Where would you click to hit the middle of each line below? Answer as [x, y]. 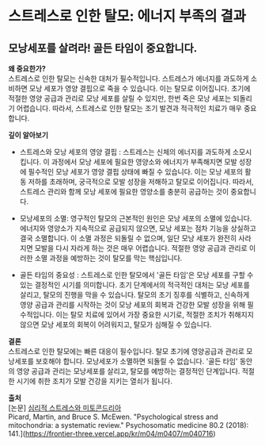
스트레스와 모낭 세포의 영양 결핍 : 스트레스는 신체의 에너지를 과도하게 [125, 152]
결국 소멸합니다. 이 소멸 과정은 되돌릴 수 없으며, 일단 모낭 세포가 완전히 [128, 238]
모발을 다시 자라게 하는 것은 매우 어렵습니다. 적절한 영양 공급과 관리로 [141, 248]
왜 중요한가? [27, 69]
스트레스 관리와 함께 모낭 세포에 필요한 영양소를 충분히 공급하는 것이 [124, 192]
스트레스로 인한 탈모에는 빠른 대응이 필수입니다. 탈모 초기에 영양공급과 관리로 [127, 351]
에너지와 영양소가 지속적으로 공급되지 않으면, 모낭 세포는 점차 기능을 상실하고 [138, 228]
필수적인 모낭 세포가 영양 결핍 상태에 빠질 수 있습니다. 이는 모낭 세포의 [136, 172]
